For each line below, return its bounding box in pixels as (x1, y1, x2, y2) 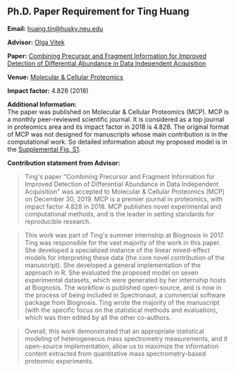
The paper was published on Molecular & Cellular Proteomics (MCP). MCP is (7, 107, 229, 116)
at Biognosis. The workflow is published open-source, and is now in (24, 283, 222, 292)
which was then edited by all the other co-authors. (24, 313, 171, 321)
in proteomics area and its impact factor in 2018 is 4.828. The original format (7, 123, 230, 131)
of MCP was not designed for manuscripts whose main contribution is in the (7, 130, 228, 138)
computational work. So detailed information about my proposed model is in (7, 137, 228, 146)
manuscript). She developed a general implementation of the (24, 261, 201, 269)
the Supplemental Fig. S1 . (7, 144, 81, 154)
